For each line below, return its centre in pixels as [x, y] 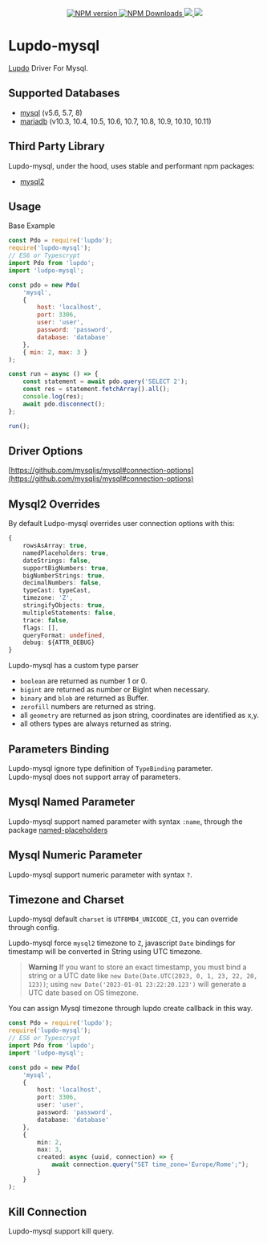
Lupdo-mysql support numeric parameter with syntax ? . [100, 875]
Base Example [32, 226]
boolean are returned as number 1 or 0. [84, 681]
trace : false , [46, 620]
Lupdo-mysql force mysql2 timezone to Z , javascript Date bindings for [122, 943]
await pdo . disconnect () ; [64, 404]
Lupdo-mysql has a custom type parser [73, 666]
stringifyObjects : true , [64, 606]
